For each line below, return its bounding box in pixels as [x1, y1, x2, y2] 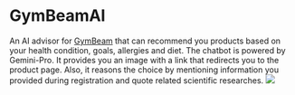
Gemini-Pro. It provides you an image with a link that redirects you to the [9, 54, 280, 65]
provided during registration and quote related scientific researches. [9, 74, 264, 86]
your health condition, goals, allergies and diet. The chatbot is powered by [9, 44, 287, 55]
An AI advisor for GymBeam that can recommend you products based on [9, 35, 281, 46]
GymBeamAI [9, 5, 106, 26]
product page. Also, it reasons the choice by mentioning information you [9, 64, 279, 75]
